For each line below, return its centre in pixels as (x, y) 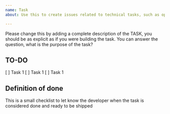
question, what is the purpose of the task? (49, 44)
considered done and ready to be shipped (49, 106)
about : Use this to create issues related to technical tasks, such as (82, 15)
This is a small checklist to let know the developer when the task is (75, 101)
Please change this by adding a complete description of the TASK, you (79, 33)
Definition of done (34, 88)
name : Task (17, 10)
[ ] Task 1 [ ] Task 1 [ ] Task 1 (34, 72)
